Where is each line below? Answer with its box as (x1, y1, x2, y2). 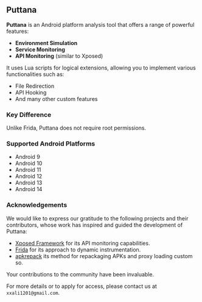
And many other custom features (15, 95, 98, 102)
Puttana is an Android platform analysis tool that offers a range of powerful (6, 21, 195, 28)
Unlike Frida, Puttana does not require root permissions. (6, 124, 147, 132)
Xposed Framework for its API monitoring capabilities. (15, 239, 150, 247)
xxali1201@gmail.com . (6, 289, 60, 296)
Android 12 (15, 173, 43, 180)
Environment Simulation (15, 39, 78, 46)
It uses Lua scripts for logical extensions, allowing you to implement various (6, 64, 196, 71)
